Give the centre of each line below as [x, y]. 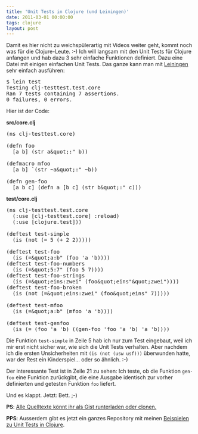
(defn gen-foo [27, 182]
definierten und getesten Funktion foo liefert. [61, 384]
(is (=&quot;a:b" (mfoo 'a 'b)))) [63, 311]
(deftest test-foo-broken [44, 288]
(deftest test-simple [38, 234]
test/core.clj [22, 199]
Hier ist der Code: [28, 111]
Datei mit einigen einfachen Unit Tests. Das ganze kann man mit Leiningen [98, 64]
